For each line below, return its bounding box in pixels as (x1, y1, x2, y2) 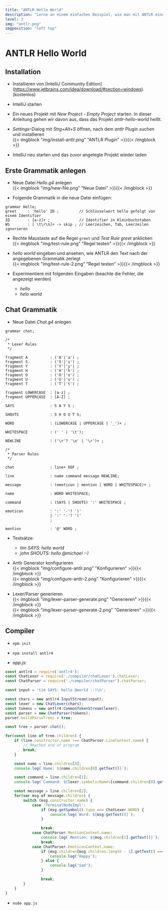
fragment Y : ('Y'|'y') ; (5, 363, 79, 369)
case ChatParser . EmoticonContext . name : (31, 844, 115, 849)
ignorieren (5, 226, 28, 231)
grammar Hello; (5, 204, 37, 209)
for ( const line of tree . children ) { (5, 733, 81, 738)
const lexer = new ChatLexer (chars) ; (5, 701, 84, 706)
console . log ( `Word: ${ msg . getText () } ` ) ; (49, 812, 135, 817)
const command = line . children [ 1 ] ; (14, 775, 88, 780)
